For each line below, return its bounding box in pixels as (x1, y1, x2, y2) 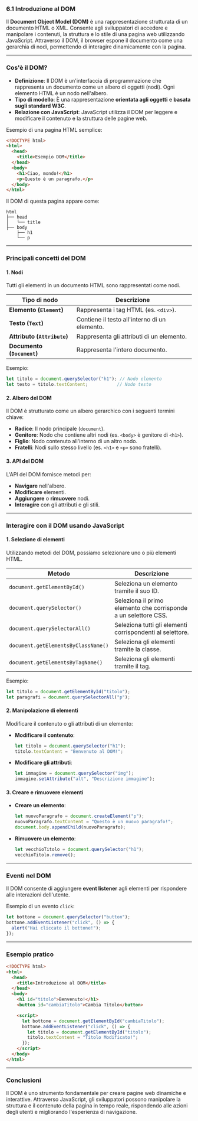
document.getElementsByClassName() (9, 642, 109, 649)
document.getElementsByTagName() (9, 659, 103, 666)
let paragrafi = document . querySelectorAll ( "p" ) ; (6, 694, 131, 700)
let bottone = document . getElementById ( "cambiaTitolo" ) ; (21, 1018, 165, 1024)
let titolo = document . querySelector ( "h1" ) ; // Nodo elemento (6, 376, 162, 382)
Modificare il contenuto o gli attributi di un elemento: (6, 720, 133, 727)
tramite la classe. (114, 645, 161, 653)
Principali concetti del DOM (6, 254, 87, 262)
